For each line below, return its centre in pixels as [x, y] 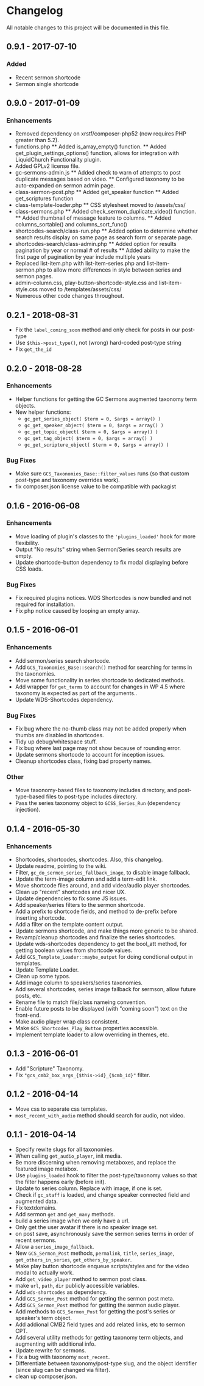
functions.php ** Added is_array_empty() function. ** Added [91, 146]
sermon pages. [34, 276]
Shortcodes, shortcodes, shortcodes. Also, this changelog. [89, 860]
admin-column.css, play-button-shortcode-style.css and [86, 283]
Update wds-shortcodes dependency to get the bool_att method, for [101, 944]
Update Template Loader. [47, 970]
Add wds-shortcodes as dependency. [61, 1292]
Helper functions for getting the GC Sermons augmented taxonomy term [106, 399]
